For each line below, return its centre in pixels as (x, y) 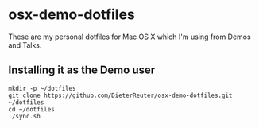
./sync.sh (25, 116)
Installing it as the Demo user (82, 70)
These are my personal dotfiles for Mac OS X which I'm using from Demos (130, 37)
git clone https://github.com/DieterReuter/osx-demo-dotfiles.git (120, 95)
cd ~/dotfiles (32, 109)
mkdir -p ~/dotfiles (43, 88)
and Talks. (25, 45)
